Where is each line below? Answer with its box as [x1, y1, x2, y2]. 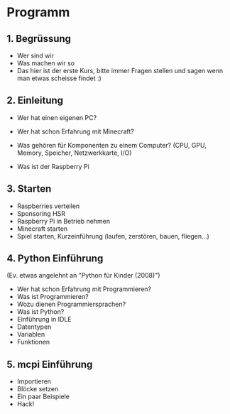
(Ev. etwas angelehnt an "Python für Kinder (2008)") [6, 271, 160, 280]
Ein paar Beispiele [16, 392, 70, 401]
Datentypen [16, 322, 52, 331]
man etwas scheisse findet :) [16, 74, 102, 82]
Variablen [16, 330, 45, 339]
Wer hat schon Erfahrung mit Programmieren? [16, 285, 152, 293]
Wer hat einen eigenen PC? [16, 113, 97, 121]
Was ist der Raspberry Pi [16, 162, 89, 170]
